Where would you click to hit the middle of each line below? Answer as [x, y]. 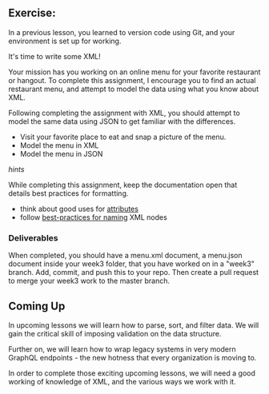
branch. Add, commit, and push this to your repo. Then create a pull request [133, 273]
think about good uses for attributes [79, 209]
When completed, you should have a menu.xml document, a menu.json [125, 256]
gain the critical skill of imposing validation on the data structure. [115, 333]
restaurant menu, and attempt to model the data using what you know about [133, 89]
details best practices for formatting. [68, 193]
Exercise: [32, 13]
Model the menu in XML [59, 145]
